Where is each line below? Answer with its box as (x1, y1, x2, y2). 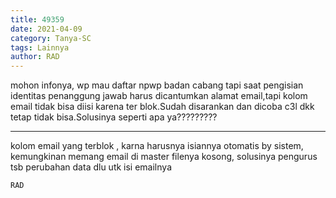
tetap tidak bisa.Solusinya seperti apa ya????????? (10, 111, 218, 123)
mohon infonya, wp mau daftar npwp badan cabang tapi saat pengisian (10, 79, 304, 91)
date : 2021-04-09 (10, 24, 83, 34)
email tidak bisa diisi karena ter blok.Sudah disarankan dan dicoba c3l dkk (10, 101, 315, 113)
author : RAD (10, 52, 60, 62)
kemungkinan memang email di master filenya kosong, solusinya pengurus (10, 151, 318, 163)
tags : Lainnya (10, 42, 70, 53)
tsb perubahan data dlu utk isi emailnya (10, 161, 172, 173)
